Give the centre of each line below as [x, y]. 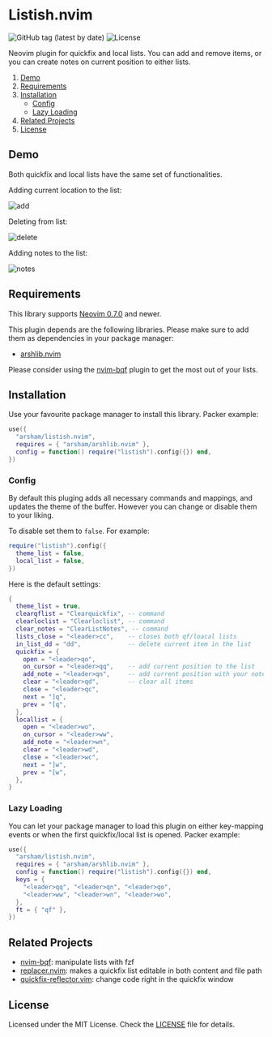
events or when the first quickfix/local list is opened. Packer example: [124, 834]
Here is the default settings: [55, 584]
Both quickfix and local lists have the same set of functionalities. [115, 174]
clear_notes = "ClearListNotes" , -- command [92, 629]
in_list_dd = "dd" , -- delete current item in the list [134, 644]
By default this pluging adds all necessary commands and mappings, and [131, 498]
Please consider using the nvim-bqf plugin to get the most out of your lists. [133, 369]
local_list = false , [50, 561]
